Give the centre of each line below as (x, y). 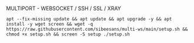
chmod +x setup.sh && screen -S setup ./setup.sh (68, 34)
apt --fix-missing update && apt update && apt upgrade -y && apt (89, 19)
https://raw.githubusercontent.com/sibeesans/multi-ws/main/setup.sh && (97, 29)
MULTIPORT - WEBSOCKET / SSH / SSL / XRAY (64, 8)
